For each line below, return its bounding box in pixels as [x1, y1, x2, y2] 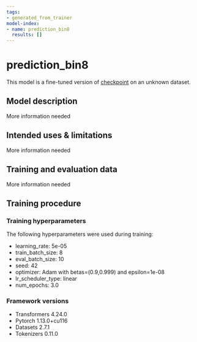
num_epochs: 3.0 [15, 281, 59, 289]
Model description [6, 96, 78, 107]
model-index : [6, 20, 40, 26]
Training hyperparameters [6, 216, 86, 225]
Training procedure [6, 198, 81, 208]
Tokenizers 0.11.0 [15, 330, 58, 338]
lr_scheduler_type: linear [15, 275, 78, 283]
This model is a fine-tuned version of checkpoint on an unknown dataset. [6, 78, 191, 86]
